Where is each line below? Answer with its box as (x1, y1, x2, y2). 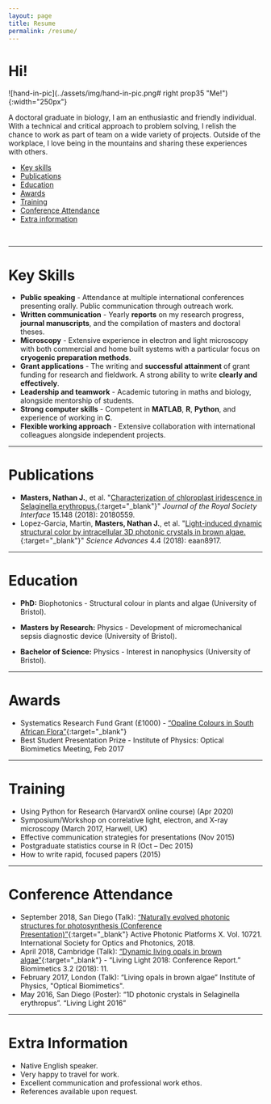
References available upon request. (19, 1086, 139, 1096)
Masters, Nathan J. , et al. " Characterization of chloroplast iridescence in (19, 493, 263, 502)
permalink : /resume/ (8, 27, 78, 35)
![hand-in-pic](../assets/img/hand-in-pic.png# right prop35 (8, 88, 205, 98)
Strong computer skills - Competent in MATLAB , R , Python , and (19, 404, 236, 414)
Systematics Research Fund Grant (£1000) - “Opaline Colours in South (19, 718, 254, 728)
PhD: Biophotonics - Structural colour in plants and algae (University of (19, 599, 256, 608)
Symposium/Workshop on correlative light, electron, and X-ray (19, 815, 228, 825)
